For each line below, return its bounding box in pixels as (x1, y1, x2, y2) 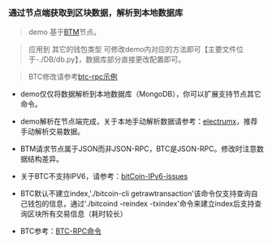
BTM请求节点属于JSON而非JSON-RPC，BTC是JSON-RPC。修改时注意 (19, 144, 257, 154)
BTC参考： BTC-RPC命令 (19, 226, 101, 236)
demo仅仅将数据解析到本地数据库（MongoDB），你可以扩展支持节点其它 (19, 89, 261, 99)
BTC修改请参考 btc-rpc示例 (28, 72, 118, 82)
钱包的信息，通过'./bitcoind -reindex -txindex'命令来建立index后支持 (27, 199, 255, 209)
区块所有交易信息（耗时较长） (27, 209, 127, 219)
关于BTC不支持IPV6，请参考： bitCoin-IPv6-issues (19, 171, 188, 181)
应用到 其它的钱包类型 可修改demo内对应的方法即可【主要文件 (28, 45, 237, 54)
